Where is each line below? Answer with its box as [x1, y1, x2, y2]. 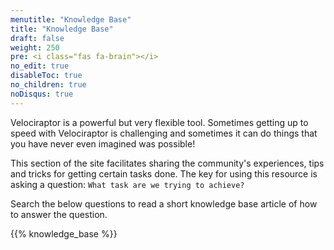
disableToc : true [10, 71, 83, 81]
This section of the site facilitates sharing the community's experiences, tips [10, 157, 325, 169]
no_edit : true [10, 61, 70, 71]
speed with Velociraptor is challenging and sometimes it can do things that [10, 127, 318, 139]
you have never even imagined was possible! [10, 137, 196, 150]
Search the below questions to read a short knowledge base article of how [10, 197, 318, 210]
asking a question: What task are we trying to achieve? [10, 178, 245, 190]
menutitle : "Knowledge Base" [10, 14, 132, 25]
